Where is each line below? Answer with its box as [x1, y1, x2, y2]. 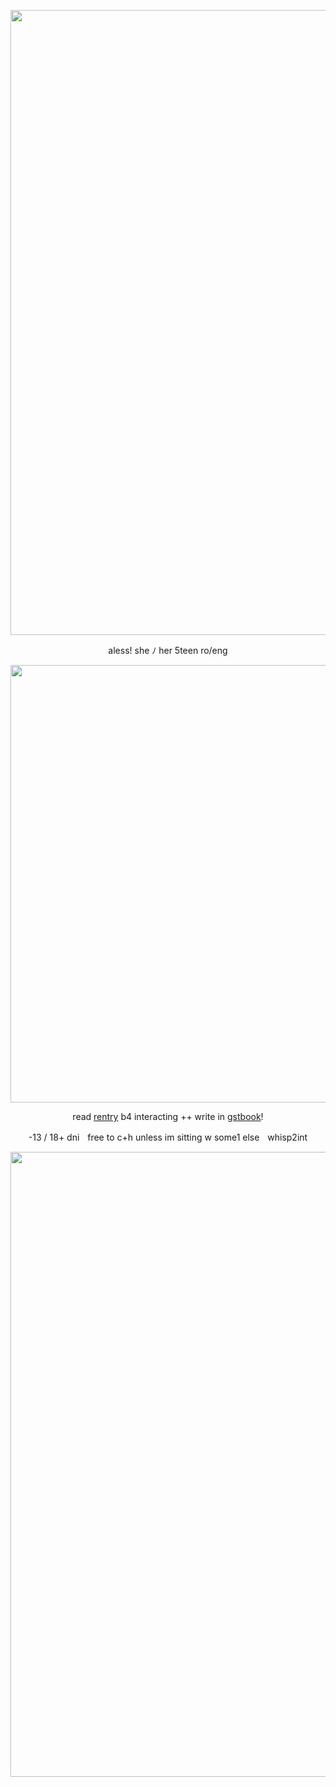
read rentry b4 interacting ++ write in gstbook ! [72, 1111, 264, 1122]
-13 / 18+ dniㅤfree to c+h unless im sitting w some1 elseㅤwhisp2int [28, 1131, 308, 1143]
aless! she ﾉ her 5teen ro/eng [108, 645, 228, 656]
